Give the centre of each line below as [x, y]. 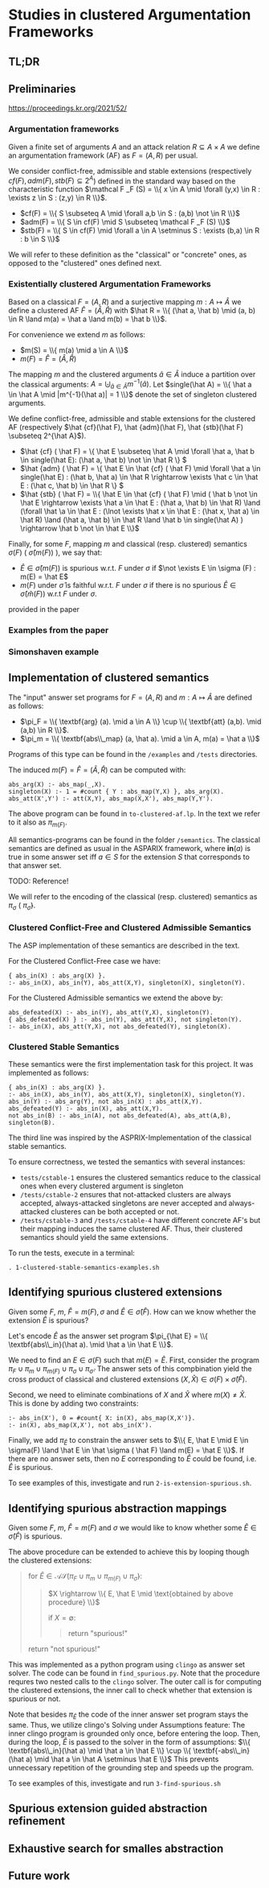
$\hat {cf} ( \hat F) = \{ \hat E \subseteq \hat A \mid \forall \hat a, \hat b [137, 452]
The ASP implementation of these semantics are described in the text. [124, 945]
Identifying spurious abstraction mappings [118, 1508]
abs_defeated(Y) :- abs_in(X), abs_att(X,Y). [86, 1109]
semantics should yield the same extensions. [94, 1237]
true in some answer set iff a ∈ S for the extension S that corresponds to [129, 857]
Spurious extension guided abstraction [108, 1809]
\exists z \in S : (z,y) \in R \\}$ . [58, 198]
